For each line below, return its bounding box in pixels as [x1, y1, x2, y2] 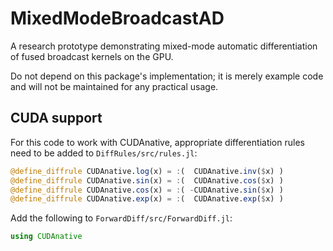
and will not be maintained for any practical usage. [10, 80, 219, 92]
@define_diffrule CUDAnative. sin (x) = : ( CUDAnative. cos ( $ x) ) [10, 175, 284, 186]
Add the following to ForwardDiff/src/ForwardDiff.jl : [10, 212, 233, 224]
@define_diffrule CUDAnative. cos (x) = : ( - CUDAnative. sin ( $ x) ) [10, 185, 284, 195]
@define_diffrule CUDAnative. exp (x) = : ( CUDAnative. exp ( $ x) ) [10, 194, 284, 204]
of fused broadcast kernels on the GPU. [10, 50, 174, 62]
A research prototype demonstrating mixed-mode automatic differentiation [10, 40, 318, 52]
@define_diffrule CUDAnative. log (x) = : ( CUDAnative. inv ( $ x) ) [10, 166, 284, 176]
